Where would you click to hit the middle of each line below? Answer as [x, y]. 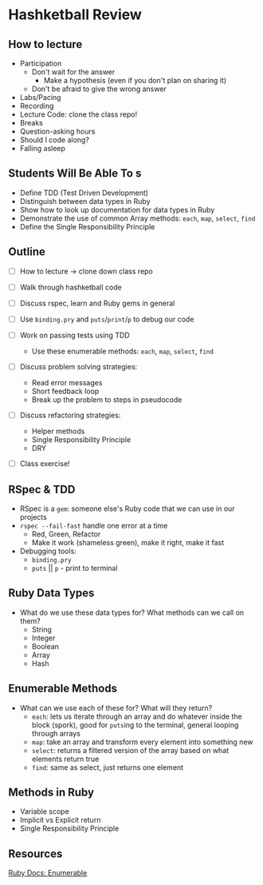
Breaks [31, 123]
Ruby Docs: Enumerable [48, 873]
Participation [41, 63]
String [41, 629]
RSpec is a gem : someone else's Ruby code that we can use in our [127, 508]
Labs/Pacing [40, 97]
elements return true [65, 759]
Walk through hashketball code [71, 287]
